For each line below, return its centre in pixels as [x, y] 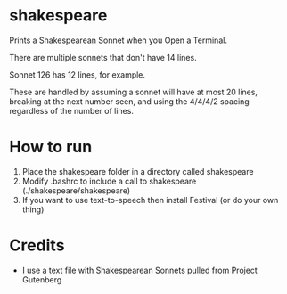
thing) [33, 209]
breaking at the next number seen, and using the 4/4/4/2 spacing [129, 101]
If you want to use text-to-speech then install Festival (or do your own [150, 200]
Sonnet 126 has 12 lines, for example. [77, 74]
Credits [37, 245]
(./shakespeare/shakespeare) [76, 190]
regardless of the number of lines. [71, 110]
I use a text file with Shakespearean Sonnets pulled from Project [140, 270]
